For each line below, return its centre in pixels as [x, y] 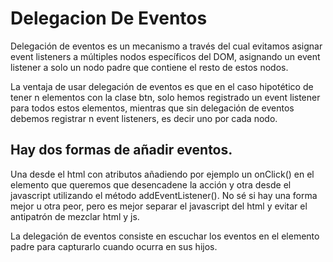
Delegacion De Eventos [109, 18]
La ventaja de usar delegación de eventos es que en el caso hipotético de [162, 86]
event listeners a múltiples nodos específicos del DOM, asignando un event [165, 56]
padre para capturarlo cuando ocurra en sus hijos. [114, 246]
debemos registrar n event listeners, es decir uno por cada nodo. [144, 118]
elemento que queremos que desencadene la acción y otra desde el [151, 184]
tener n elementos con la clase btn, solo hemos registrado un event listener [165, 97]
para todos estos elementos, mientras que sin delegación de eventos [152, 108]
